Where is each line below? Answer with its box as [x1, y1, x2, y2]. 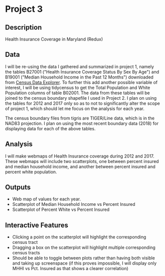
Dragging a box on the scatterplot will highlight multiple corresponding [12, 244, 156, 250]
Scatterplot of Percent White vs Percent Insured [12, 206, 110, 213]
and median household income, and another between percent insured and [5, 163, 156, 169]
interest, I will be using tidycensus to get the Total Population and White [5, 84, 150, 90]
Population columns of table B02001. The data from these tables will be [5, 90, 150, 96]
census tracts [12, 250, 40, 256]
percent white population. [5, 169, 58, 175]
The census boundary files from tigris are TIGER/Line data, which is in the [5, 115, 155, 121]
